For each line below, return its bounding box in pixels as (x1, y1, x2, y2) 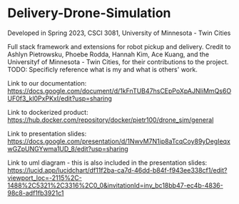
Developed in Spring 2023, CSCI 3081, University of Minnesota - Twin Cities (7, 29, 231, 37)
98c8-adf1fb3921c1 (7, 188, 64, 197)
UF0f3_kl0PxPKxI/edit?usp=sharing (7, 94, 113, 103)
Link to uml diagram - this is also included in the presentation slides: (7, 158, 208, 167)
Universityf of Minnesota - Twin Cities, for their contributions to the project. (7, 57, 229, 66)
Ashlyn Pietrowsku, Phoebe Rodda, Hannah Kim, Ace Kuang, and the (7, 50, 209, 58)
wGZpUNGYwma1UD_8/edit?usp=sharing (7, 144, 128, 153)
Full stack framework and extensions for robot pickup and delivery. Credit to (7, 42, 231, 51)
